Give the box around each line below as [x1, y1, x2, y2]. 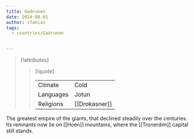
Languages [37, 91, 69, 99]
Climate [37, 81, 60, 89]
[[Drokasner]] [74, 100, 112, 108]
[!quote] [34, 68, 54, 75]
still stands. [6, 127, 34, 134]
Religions [37, 100, 63, 108]
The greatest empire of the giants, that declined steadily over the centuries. [6, 115, 188, 122]
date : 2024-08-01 [6, 14, 49, 20]
